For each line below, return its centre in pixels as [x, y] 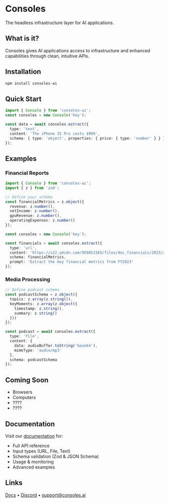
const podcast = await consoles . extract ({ [50, 332]
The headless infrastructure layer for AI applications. [60, 23]
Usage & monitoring [33, 462]
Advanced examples [34, 467]
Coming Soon [27, 380]
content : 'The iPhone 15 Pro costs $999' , [55, 134]
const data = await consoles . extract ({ [47, 124]
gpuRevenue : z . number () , [36, 216]
